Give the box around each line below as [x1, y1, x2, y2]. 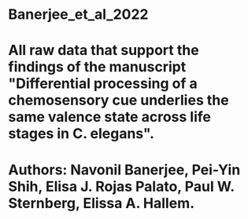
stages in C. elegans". [8, 125, 155, 143]
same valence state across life [8, 108, 211, 126]
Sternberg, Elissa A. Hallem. [8, 194, 195, 212]
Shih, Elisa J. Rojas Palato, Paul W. [8, 177, 235, 195]
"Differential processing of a [8, 75, 198, 93]
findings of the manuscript [8, 58, 187, 76]
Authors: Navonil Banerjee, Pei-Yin [8, 161, 241, 178]
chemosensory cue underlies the [8, 92, 230, 109]
